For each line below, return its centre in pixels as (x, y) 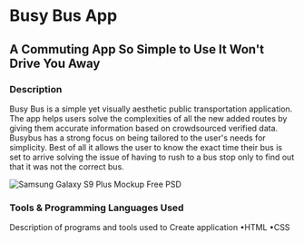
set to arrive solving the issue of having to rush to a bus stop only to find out (152, 157)
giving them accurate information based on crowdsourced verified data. (144, 128)
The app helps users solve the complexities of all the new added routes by (148, 118)
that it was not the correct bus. (67, 166)
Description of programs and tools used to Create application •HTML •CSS (150, 227)
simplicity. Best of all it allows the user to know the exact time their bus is (146, 147)
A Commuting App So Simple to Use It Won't (137, 49)
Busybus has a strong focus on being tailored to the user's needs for (137, 138)
